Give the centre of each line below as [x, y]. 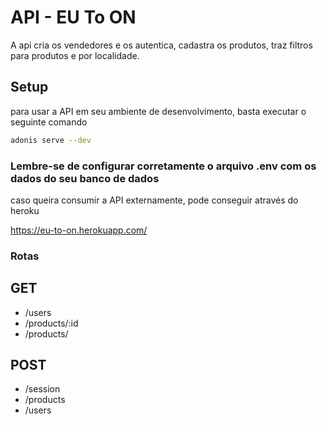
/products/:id [51, 323]
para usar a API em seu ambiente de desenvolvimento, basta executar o [158, 111]
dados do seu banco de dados [85, 178]
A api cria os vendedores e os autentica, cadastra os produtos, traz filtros [161, 45]
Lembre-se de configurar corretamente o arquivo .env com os [163, 166]
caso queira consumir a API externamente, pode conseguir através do [154, 200]
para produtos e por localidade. [75, 55]
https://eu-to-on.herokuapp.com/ [79, 230]
